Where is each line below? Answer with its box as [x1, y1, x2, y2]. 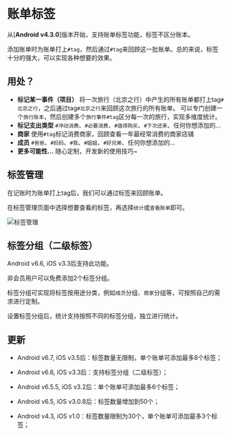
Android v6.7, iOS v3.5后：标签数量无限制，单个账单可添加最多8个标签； [16, 354, 222, 362]
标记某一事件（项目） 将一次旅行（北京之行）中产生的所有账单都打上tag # [16, 95, 225, 103]
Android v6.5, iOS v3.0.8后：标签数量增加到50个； [16, 397, 160, 406]
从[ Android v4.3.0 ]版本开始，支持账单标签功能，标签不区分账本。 [7, 30, 195, 39]
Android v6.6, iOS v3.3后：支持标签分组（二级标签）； [16, 368, 168, 376]
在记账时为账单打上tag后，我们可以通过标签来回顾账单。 [7, 189, 167, 197]
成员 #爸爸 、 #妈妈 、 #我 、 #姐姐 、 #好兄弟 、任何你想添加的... [16, 138, 175, 147]
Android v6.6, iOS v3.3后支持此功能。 [7, 259, 113, 268]
